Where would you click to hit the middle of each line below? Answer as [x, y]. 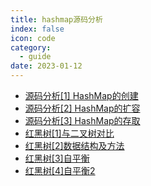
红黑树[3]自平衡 [57, 158]
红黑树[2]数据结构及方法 [74, 145]
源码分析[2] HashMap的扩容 [82, 108]
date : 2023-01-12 [46, 66]
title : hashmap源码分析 [56, 19]
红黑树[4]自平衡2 [60, 170]
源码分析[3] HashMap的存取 [82, 120]
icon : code [33, 38]
